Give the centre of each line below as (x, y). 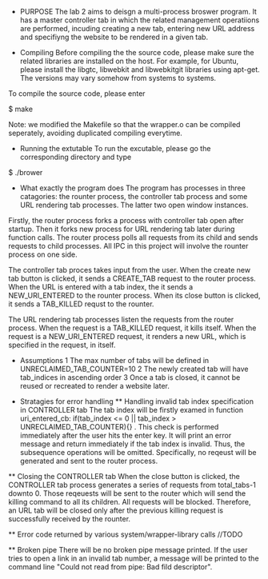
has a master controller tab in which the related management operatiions (140, 20)
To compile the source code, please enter (77, 94)
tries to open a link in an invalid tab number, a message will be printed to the (134, 558)
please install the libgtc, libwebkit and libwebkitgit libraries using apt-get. (140, 70)
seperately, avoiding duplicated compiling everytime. (95, 133)
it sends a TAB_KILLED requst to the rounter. (81, 304)
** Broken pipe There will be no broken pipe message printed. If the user (128, 550)
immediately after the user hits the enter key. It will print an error (126, 435)
